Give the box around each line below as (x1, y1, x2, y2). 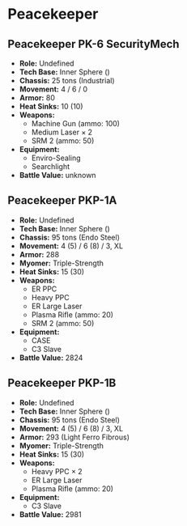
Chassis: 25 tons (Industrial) (19, 76, 115, 85)
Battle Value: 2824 (19, 353, 83, 363)
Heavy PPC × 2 (31, 466, 83, 476)
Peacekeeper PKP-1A (7, 193, 117, 207)
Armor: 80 (19, 93, 56, 102)
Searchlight (31, 162, 70, 171)
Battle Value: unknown (19, 171, 96, 180)
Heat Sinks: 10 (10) (19, 102, 83, 111)
